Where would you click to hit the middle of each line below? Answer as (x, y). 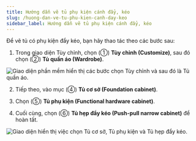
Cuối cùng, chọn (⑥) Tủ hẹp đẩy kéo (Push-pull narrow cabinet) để (103, 113)
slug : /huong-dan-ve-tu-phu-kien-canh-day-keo (67, 18)
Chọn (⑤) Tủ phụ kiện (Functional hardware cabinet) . (85, 101)
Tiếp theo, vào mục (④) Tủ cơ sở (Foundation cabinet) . (86, 90)
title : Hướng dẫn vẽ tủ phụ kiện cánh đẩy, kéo (68, 12)
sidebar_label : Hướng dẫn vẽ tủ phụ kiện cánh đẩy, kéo (79, 23)
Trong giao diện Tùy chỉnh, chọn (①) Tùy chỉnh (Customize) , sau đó (103, 53)
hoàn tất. (26, 120)
